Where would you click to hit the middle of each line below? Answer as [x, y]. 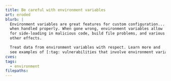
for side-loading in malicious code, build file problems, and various [88, 33]
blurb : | [15, 19]
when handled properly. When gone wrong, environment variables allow [86, 29]
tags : [11, 61]
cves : [11, 57]
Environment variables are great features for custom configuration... [88, 24]
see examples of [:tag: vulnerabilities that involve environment [82, 52]
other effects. [26, 38]
